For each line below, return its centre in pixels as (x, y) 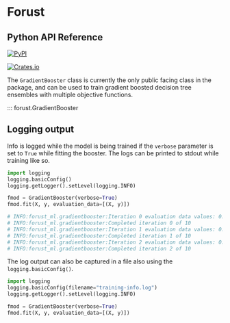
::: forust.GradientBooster (43, 108)
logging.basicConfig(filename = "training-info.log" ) (82, 288)
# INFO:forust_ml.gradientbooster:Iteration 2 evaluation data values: (111, 242)
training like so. (28, 160)
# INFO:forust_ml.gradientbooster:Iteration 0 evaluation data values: (111, 217)
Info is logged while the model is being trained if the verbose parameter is (110, 146)
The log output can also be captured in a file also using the (90, 261)
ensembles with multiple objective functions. (70, 94)
